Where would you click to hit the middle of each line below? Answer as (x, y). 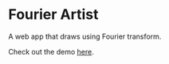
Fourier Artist (53, 15)
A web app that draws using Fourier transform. (85, 36)
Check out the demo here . (51, 51)
